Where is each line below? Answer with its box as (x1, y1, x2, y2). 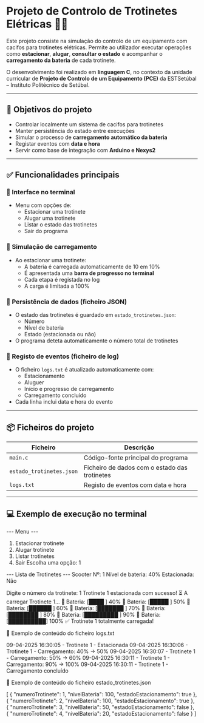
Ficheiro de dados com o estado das (84, 463, 188, 472)
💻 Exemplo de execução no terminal (6, 509, 148, 519)
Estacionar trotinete (15, 539, 65, 547)
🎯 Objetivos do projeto (6, 104, 92, 115)
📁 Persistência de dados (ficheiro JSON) (6, 297, 127, 306)
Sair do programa (24, 228, 68, 235)
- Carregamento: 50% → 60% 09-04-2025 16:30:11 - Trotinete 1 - (6, 654, 170, 661)
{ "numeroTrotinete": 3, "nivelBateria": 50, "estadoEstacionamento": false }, (6, 703, 194, 711)
